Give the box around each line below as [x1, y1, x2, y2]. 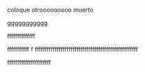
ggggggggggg [7, 19, 48, 26]
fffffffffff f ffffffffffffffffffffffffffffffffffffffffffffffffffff [7, 46, 139, 53]
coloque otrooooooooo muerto [7, 6, 94, 14]
